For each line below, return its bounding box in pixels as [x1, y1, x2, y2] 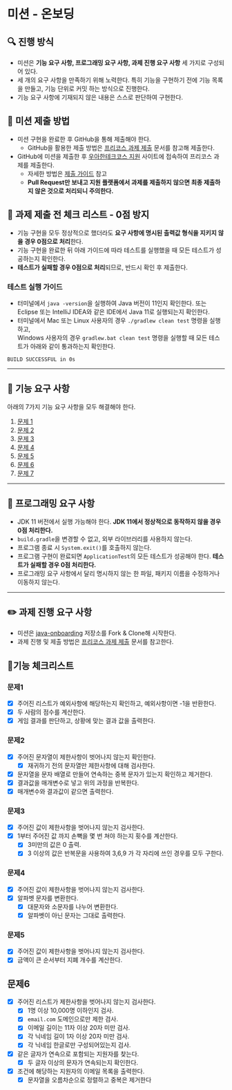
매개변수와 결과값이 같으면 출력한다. [17, 787, 114, 795]
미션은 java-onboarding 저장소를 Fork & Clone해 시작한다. [17, 629, 177, 638]
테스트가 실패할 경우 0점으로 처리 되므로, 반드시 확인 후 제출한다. [17, 263, 188, 271]
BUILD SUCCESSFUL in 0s [7, 356, 76, 363]
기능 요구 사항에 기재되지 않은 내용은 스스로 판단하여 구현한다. [17, 93, 184, 101]
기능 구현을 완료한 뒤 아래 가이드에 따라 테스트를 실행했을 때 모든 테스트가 [17, 246, 215, 254]
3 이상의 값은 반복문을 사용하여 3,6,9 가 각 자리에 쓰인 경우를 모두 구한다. [27, 849, 224, 857]
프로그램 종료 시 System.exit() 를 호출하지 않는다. [17, 543, 152, 551]
